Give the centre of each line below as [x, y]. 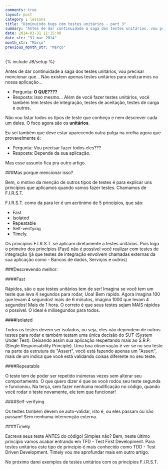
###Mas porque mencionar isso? [39, 172]
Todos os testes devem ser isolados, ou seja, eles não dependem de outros [83, 329]
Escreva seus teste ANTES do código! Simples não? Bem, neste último [77, 436]
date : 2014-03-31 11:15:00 [33, 33]
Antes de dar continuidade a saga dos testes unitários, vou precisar [75, 71]
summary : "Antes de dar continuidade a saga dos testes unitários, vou [81, 29]
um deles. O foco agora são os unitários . [47, 123]
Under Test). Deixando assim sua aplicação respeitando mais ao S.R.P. [78, 340]
